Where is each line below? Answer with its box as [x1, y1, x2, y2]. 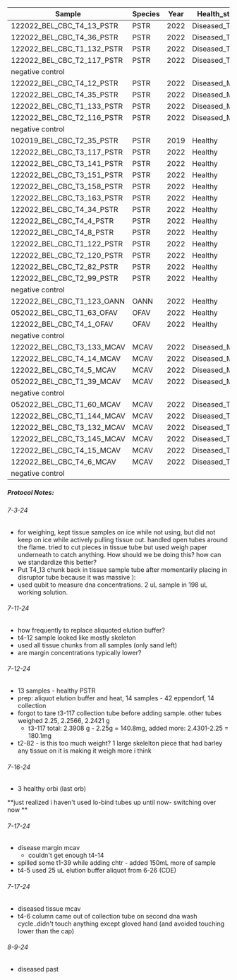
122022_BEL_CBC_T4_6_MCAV [11, 457, 116, 467]
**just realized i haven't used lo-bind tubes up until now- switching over [7, 798, 217, 807]
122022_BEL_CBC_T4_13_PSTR [11, 21, 119, 30]
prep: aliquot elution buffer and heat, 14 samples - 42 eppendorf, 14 [17, 693, 215, 702]
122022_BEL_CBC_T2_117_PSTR [11, 56, 123, 65]
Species [132, 9, 160, 18]
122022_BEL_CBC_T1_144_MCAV [11, 411, 126, 421]
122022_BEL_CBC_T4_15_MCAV [11, 446, 121, 455]
